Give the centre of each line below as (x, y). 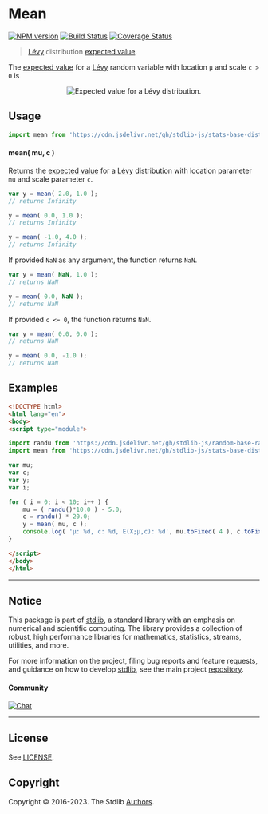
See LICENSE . (31, 757)
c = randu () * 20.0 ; (57, 517)
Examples (33, 388)
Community (28, 688)
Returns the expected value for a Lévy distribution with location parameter (130, 170)
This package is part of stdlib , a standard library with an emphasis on (122, 620)
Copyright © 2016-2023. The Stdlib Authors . (81, 802)
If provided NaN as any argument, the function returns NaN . (103, 260)
